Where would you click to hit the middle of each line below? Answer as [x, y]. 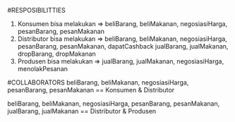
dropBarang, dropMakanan [57, 54]
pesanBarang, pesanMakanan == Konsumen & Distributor [91, 90]
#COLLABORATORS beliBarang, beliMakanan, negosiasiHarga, [98, 83]
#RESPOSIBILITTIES [36, 10]
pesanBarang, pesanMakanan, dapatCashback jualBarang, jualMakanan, [123, 46]
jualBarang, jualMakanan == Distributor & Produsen [82, 111]
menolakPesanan [43, 69]
